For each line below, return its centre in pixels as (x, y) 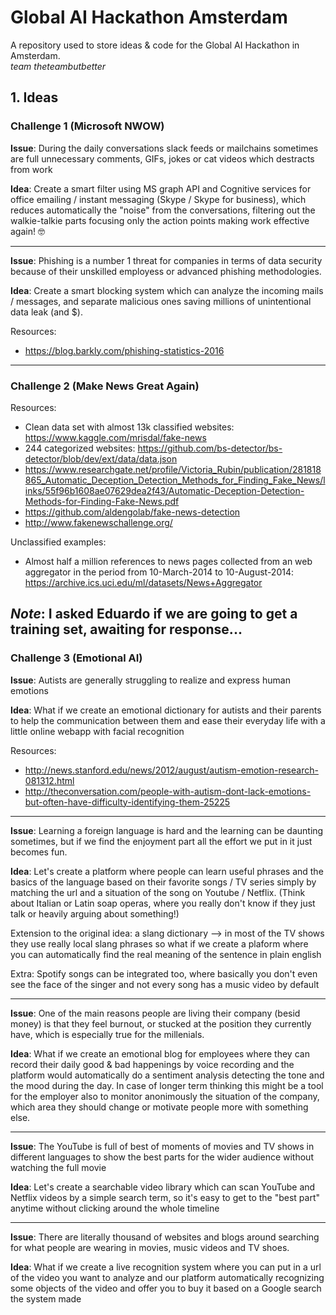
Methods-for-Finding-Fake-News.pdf (102, 501)
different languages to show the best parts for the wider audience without (162, 1157)
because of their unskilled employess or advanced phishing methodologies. (166, 271)
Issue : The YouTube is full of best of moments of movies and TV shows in (162, 1146)
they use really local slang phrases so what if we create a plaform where (159, 943)
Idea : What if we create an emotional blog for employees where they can (160, 1053)
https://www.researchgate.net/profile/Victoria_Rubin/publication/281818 (173, 469)
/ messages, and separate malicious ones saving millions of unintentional (161, 301)
